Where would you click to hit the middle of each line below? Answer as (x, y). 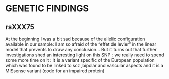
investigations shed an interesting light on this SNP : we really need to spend (85, 55)
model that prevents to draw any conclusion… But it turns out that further (81, 50)
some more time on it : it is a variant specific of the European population (80, 60)
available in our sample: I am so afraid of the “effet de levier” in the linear (81, 44)
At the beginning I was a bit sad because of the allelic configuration (75, 39)
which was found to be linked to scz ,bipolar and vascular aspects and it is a (84, 66)
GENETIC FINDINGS (47, 9)
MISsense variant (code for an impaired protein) (55, 71)
